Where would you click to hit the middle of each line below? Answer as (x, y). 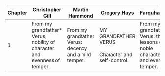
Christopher (47, 9)
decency (77, 48)
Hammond (81, 16)
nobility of (43, 42)
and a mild (79, 54)
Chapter (17, 13)
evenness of (46, 60)
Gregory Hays (117, 13)
